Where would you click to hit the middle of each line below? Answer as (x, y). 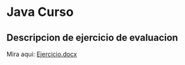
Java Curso (40, 12)
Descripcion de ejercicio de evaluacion (92, 38)
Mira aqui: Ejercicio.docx (42, 54)
